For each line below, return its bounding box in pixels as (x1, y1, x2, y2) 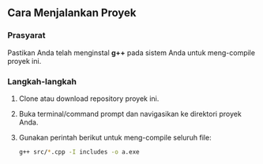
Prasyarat (7, 30, 46, 41)
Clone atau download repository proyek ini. (18, 94, 160, 103)
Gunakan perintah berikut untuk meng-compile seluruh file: (18, 132, 212, 142)
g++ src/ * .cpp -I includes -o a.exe (18, 147, 140, 156)
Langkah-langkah (7, 76, 77, 87)
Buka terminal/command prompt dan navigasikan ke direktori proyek (18, 109, 242, 118)
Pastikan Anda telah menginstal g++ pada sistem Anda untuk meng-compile (7, 47, 256, 58)
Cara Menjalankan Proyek (7, 6, 137, 20)
